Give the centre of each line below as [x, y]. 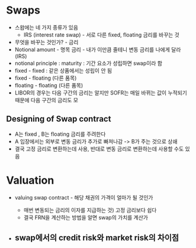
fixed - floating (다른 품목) [46, 78]
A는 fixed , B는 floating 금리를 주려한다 [60, 134]
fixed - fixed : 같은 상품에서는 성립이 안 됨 [63, 70]
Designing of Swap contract [59, 119]
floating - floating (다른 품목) [49, 85]
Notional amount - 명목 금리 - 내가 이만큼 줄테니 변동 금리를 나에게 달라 [98, 49]
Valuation [30, 180]
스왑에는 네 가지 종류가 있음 [46, 27]
